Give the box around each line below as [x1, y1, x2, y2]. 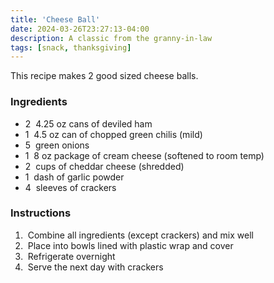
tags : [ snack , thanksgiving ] [10, 42, 132, 53]
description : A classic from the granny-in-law [10, 33, 213, 43]
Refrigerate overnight [27, 250, 116, 262]
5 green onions [24, 139, 90, 151]
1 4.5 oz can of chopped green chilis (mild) [24, 128, 203, 140]
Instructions [10, 206, 72, 220]
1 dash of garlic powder [24, 171, 125, 183]
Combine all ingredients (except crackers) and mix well [27, 229, 254, 241]
